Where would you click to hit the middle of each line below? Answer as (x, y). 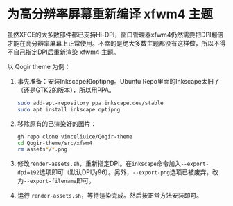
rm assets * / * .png (42, 149)
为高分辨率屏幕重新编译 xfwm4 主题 (110, 14)
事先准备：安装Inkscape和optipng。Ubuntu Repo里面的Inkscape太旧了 (119, 81)
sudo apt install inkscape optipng (69, 109)
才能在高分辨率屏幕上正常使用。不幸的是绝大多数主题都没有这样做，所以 (110, 43)
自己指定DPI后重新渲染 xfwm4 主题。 (66, 52)
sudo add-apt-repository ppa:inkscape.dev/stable (90, 103)
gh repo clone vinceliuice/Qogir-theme (75, 137)
